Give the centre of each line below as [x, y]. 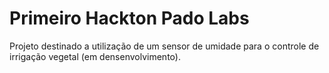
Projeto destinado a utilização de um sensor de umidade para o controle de [164, 46]
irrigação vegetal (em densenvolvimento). [95, 56]
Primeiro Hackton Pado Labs [129, 18]
